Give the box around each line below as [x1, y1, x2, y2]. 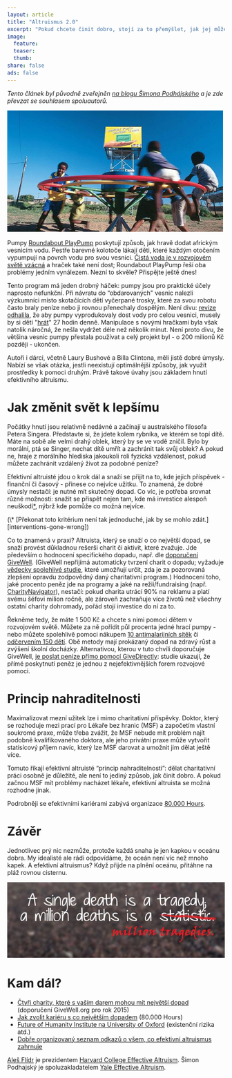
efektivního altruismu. [7, 375, 69, 383]
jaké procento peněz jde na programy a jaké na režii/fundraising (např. [7, 580, 207, 588]
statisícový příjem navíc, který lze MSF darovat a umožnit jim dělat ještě [7, 743, 211, 751]
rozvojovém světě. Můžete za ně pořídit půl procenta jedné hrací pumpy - [7, 622, 216, 631]
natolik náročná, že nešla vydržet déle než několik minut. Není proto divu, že [7, 325, 224, 334]
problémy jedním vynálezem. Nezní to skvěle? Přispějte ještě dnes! [7, 268, 197, 276]
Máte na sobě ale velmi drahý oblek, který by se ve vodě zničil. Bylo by [7, 437, 209, 445]
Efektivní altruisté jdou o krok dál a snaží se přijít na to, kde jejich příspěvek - [7, 472, 225, 481]
